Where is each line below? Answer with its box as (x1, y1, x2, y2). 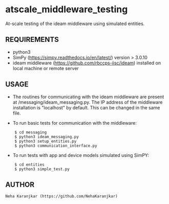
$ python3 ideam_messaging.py (14, 134, 79, 139)
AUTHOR (5, 180, 35, 189)
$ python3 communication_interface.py (14, 143, 97, 148)
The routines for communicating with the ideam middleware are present (12, 94, 164, 100)
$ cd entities (14, 162, 45, 167)
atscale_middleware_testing (5, 4, 128, 15)
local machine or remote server (12, 65, 79, 71)
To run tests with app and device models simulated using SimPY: (12, 152, 150, 158)
